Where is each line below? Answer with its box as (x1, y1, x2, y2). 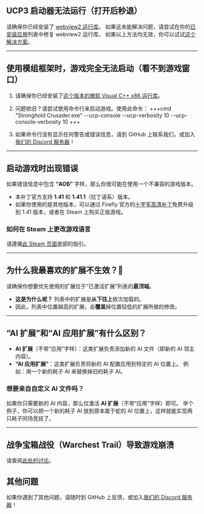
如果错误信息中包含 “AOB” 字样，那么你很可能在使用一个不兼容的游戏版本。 (6, 181, 197, 188)
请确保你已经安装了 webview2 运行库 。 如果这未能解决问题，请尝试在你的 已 (6, 23, 196, 30)
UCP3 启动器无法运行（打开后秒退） (6, 5, 143, 16)
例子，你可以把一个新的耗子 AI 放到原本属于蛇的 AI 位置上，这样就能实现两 (6, 407, 193, 414)
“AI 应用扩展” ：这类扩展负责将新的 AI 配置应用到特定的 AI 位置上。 (15, 360, 182, 368)
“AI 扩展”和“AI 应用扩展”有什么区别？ (6, 328, 147, 338)
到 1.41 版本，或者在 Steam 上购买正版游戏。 (15, 209, 126, 216)
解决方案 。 (6, 38, 33, 45)
